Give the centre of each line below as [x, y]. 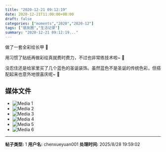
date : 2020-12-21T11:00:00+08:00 [40, 14]
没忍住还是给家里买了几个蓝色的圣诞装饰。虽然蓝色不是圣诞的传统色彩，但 [81, 68]
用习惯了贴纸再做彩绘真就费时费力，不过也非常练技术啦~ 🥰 [65, 58]
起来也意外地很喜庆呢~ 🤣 [35, 74]
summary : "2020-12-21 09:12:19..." [42, 32]
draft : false [19, 19]
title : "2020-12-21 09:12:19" [36, 10]
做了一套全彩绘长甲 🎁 [27, 47]
